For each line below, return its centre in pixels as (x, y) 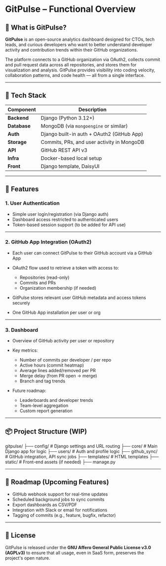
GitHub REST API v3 (64, 150)
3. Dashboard (22, 330)
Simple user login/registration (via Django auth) (60, 214)
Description (92, 109)
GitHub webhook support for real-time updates (60, 494)
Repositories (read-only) (44, 277)
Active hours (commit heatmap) (52, 365)
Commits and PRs (38, 283)
